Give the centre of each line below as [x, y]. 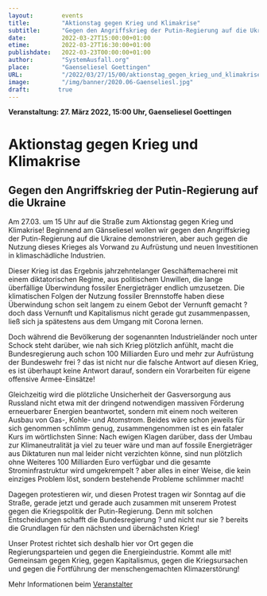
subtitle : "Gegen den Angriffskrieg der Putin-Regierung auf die [128, 30]
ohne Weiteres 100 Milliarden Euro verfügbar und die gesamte [110, 462]
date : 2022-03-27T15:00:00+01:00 [79, 38]
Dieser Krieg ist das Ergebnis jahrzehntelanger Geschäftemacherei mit [123, 271]
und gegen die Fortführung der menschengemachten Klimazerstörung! [124, 569]
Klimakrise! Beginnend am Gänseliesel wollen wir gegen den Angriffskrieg [129, 230]
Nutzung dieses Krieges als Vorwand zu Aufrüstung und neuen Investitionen [133, 247]
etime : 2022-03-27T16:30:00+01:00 [79, 45]
